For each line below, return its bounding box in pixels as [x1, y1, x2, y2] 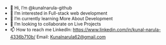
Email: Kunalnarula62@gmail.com [36, 34, 106, 40]
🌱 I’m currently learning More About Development [10, 16, 113, 21]
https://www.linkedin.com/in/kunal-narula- [72, 27, 161, 32]
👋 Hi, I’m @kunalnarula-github [10, 5, 72, 11]
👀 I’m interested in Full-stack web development [10, 10, 108, 16]
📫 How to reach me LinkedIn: [10, 27, 72, 32]
